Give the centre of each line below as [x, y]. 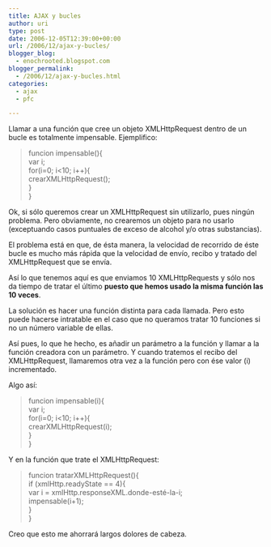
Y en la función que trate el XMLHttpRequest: [84, 459]
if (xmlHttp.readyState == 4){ [77, 484]
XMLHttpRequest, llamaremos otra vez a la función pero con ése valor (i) [129, 361]
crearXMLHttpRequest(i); [70, 427]
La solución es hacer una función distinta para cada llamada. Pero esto [127, 311]
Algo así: [23, 385]
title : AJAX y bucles [45, 16]
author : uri [28, 24]
